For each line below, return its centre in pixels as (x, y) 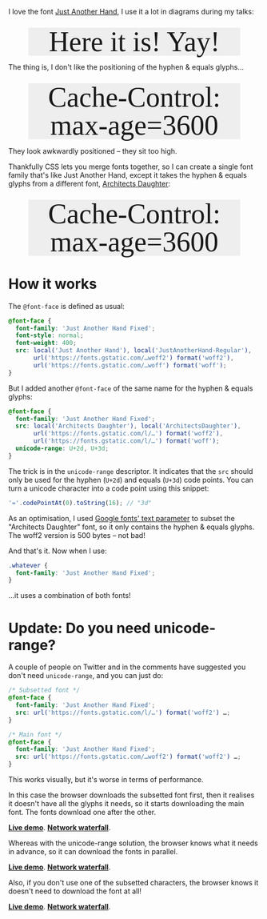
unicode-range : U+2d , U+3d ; (62, 449)
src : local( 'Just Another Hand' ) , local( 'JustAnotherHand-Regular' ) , (133, 351)
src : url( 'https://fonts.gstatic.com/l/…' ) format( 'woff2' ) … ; (123, 712)
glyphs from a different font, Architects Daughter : (89, 183)
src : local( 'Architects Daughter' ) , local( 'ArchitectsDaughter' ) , (128, 426)
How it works (53, 284)
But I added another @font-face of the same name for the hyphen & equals (131, 388)
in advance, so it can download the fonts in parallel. (93, 852)
